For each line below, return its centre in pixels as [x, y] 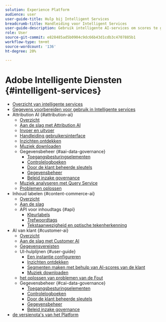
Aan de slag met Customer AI [49, 241]
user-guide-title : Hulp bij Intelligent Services [57, 19]
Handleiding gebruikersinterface [52, 136]
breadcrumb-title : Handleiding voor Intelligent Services [66, 24]
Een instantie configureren [54, 257]
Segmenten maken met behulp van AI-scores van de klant [86, 268]
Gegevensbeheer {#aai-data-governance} [62, 152]
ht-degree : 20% [21, 51]
